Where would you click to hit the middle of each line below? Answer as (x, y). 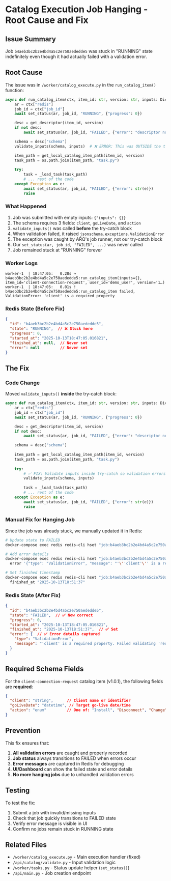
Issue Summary (31, 39)
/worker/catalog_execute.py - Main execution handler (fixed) (77, 857)
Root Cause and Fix (47, 20)
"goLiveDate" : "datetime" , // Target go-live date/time (70, 705)
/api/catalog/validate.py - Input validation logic (64, 862)
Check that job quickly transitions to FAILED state (64, 818)
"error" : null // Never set (49, 348)
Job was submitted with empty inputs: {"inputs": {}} (69, 217)
